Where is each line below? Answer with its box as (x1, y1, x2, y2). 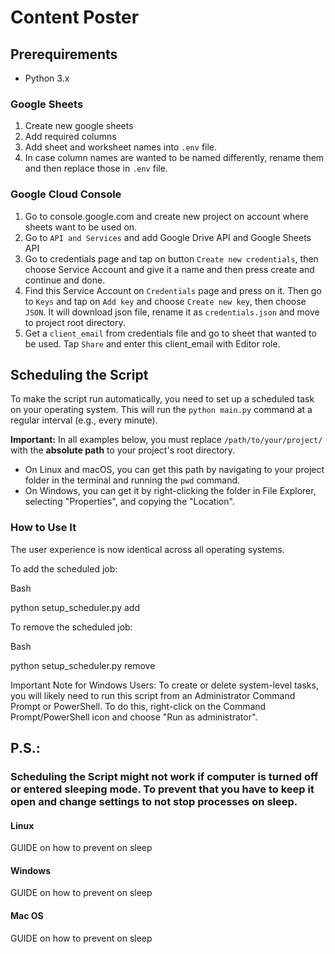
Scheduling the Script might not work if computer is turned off (10, 770, 319, 784)
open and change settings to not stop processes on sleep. (10, 795, 298, 809)
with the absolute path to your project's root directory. (10, 444, 236, 456)
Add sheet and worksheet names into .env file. (24, 141, 218, 153)
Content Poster (10, 6, 140, 29)
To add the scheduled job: (10, 562, 118, 575)
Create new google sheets (24, 120, 134, 132)
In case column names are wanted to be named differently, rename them (24, 152, 325, 164)
